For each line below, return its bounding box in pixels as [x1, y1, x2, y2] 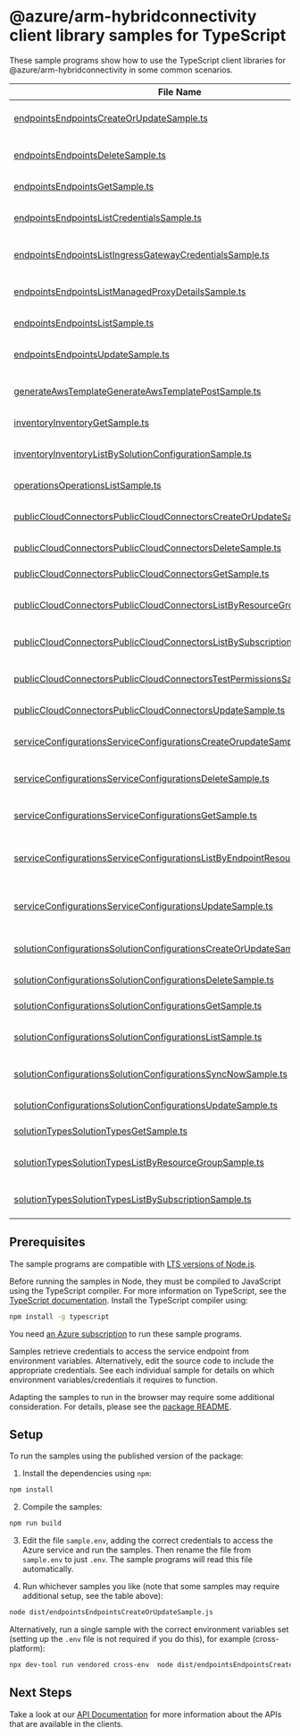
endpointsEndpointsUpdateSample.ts [13, 347, 170, 360]
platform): [9, 1643, 46, 1654]
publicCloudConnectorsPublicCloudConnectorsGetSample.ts [13, 567, 270, 579]
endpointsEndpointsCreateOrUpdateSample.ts [13, 112, 208, 124]
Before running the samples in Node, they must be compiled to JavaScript [9, 1276, 281, 1287]
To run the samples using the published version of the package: [9, 1450, 244, 1461]
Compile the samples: [21, 1501, 103, 1512]
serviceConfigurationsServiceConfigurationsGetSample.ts [13, 808, 257, 821]
